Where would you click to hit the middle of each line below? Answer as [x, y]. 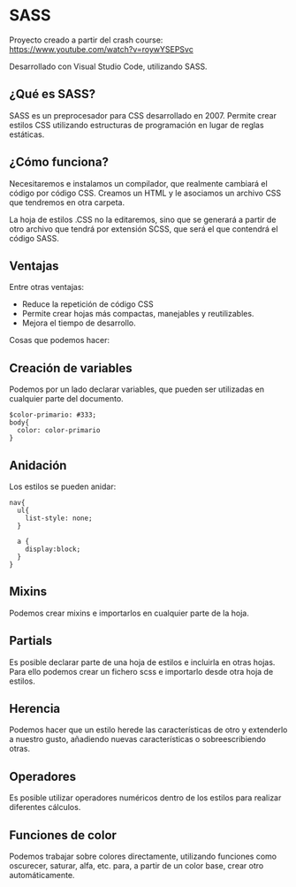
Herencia [35, 709]
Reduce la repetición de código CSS [87, 304]
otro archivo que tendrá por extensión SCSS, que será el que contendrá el [144, 229]
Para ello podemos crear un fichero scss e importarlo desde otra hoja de [141, 671]
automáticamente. [42, 876]
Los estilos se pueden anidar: [63, 486]
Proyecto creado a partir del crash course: [86, 40]
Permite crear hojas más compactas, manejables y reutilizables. [138, 314]
